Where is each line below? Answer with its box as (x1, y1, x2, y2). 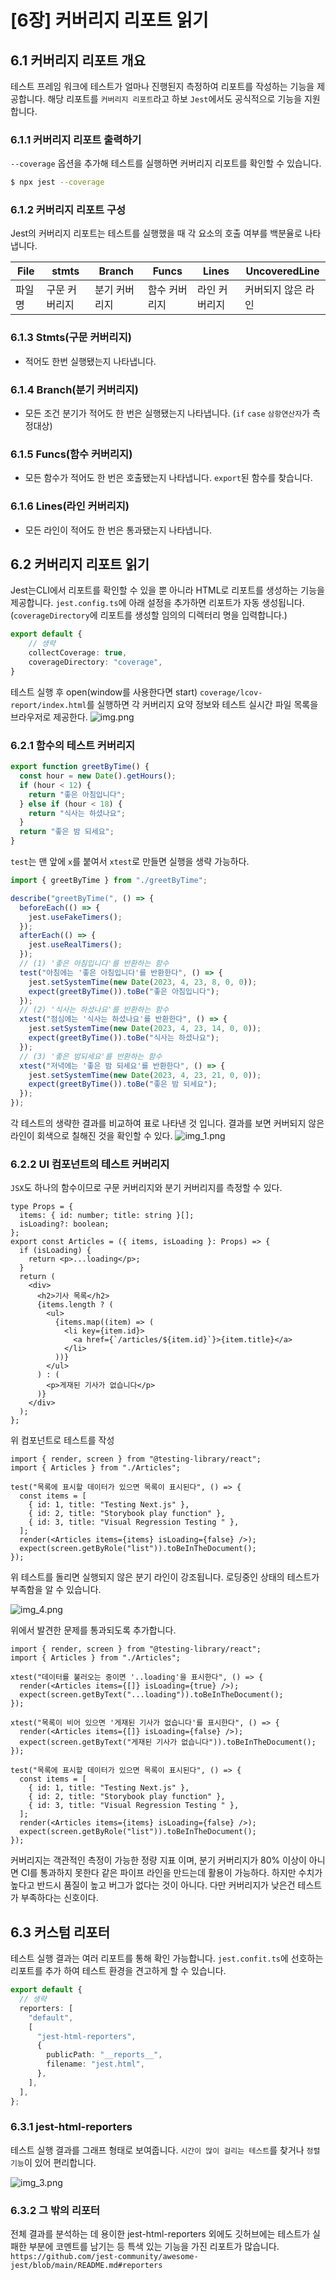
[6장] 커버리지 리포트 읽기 (10, 9, 209, 32)
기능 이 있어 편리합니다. (10, 2156, 97, 2168)
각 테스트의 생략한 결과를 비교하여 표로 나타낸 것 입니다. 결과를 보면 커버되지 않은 (10, 1117, 325, 1130)
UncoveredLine (245, 264, 320, 278)
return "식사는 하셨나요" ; (28, 808, 126, 818)
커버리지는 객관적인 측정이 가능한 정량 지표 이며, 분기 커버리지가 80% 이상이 (10, 1854, 307, 1866)
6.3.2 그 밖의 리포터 (10, 2203, 101, 2217)
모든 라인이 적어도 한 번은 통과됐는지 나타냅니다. (24, 524, 212, 536)
